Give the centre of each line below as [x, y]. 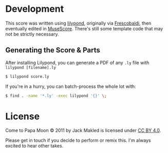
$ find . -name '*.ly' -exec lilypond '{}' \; [56, 95]
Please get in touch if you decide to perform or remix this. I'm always [78, 140]
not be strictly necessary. [32, 34]
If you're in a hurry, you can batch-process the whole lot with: [71, 86]
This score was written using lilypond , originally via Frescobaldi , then [78, 23]
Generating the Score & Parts [53, 50]
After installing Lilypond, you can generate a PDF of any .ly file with [77, 63]
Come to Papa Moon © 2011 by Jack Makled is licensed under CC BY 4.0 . [83, 130]
